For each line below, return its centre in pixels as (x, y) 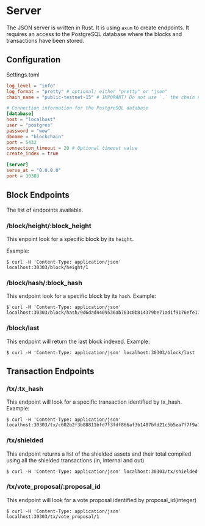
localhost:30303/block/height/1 (47, 267)
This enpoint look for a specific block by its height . (70, 239)
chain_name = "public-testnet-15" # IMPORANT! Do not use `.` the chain (101, 97)
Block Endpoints (38, 195)
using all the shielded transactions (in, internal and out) (75, 460)
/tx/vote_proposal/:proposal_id (53, 487)
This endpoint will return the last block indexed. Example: (78, 341)
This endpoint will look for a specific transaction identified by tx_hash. (94, 402)
